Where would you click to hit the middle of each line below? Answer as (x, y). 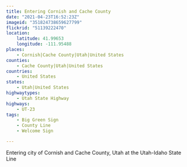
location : (18, 33)
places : (15, 50)
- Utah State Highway (43, 98)
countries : (19, 71)
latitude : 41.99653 (40, 39)
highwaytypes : (23, 93)
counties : (18, 60)
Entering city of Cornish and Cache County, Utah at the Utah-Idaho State (94, 152)
